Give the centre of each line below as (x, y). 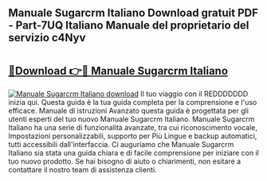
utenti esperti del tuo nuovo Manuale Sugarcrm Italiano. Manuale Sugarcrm (132, 119)
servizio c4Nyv (47, 38)
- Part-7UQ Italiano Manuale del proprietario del (129, 26)
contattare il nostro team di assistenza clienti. (82, 169)
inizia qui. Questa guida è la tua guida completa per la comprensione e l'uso (133, 102)
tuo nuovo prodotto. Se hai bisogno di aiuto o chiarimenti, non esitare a (125, 161)
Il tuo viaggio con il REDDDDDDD (194, 94)
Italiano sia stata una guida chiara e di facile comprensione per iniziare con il (133, 153)
